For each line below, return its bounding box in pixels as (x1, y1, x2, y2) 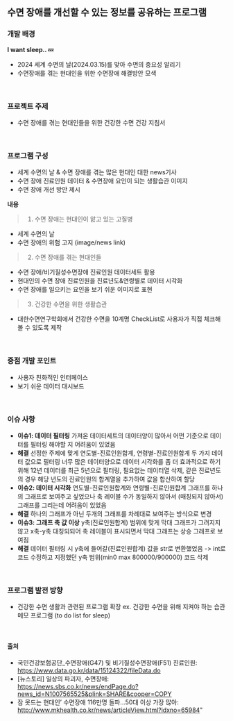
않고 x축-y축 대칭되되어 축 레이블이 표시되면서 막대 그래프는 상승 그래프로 (17, 527, 216, 535)
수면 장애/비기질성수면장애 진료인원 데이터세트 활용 (17, 268, 155, 276)
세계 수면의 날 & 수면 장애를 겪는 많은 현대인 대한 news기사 (17, 168, 177, 176)
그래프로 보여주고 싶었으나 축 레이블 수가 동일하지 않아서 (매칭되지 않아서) (24, 492, 224, 500)
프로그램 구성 (7, 151, 49, 160)
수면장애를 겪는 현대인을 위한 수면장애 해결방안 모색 (17, 69, 157, 77)
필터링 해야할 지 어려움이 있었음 (30, 440, 116, 448)
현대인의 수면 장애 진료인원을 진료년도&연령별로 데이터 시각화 (17, 276, 183, 285)
